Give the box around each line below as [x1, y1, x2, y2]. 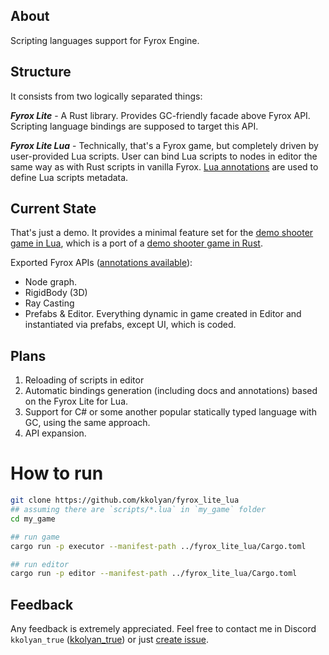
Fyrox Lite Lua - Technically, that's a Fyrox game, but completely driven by [10, 139, 319, 151]
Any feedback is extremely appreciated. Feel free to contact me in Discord [10, 623, 317, 635]
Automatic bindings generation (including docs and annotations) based [24, 385, 318, 397]
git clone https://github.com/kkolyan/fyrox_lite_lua [10, 495, 240, 506]
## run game [10, 532, 60, 542]
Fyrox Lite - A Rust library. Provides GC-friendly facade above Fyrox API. [10, 109, 311, 121]
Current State [10, 200, 97, 218]
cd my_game [10, 514, 56, 524]
